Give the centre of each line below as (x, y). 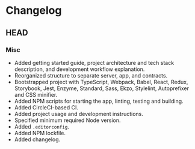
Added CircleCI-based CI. (46, 107)
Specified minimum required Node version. (67, 120)
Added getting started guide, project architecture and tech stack (94, 62)
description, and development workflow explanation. (79, 69)
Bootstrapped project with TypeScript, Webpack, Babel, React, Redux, (101, 82)
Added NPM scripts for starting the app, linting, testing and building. (99, 101)
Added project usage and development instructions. (79, 114)
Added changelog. (37, 139)
